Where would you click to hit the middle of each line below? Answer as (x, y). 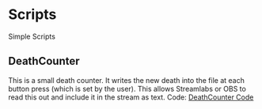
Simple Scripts (32, 36)
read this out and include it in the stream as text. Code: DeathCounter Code (131, 97)
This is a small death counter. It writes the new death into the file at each (127, 80)
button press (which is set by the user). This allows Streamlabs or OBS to (127, 88)
